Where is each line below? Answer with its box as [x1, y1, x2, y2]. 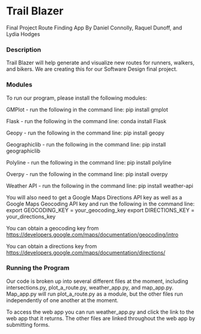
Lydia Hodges [6, 30, 40, 37]
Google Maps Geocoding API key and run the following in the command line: [6, 200, 195, 207]
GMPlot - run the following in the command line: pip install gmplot [6, 106, 169, 113]
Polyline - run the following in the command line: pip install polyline [6, 159, 172, 166]
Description [6, 45, 41, 53]
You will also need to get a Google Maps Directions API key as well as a [6, 193, 182, 201]
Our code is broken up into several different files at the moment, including [6, 278, 188, 285]
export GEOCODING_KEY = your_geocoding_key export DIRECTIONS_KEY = [6, 206, 195, 214]
